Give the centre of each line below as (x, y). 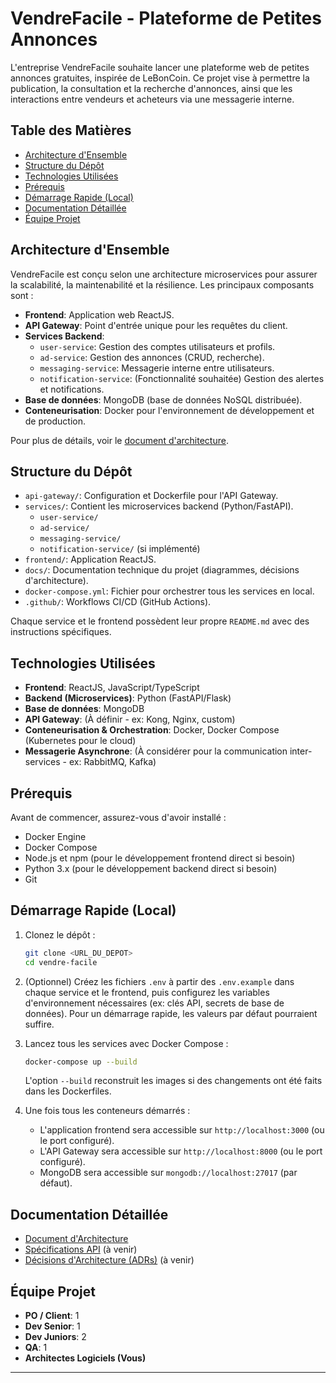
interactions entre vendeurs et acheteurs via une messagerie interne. (152, 99)
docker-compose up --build (81, 1062)
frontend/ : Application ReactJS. (90, 559)
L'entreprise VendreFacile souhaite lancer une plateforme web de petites (160, 67)
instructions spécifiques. (61, 632)
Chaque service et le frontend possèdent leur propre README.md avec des (160, 621)
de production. (55, 421)
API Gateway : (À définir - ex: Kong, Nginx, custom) (130, 719)
